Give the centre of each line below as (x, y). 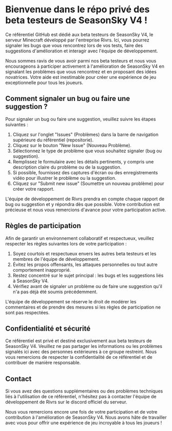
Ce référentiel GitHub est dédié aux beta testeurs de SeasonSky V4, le (79, 34)
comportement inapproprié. (42, 270)
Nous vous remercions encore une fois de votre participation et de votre (81, 412)
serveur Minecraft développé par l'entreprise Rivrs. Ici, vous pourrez (77, 40)
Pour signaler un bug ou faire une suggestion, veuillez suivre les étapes (81, 119)
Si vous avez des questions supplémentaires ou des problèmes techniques (84, 391)
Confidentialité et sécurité (48, 328)
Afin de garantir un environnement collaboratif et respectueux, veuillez (80, 238)
